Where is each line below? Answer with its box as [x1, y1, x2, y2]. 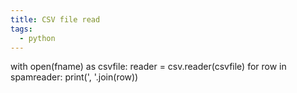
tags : [10, 24, 33, 34]
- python [19, 33, 56, 43]
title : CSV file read [10, 14, 101, 25]
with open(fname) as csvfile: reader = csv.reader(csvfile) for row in [10, 61, 287, 73]
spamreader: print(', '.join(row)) [10, 71, 139, 83]
